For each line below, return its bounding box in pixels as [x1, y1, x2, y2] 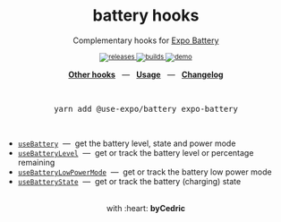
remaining [17, 157, 55, 167]
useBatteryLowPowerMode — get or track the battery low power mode [17, 166, 272, 177]
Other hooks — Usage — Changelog [68, 69, 224, 80]
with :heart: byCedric [106, 202, 186, 213]
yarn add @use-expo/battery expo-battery [53, 104, 239, 114]
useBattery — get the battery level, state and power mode [17, 138, 236, 149]
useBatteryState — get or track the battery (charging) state [17, 175, 242, 186]
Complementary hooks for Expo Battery [72, 35, 219, 46]
